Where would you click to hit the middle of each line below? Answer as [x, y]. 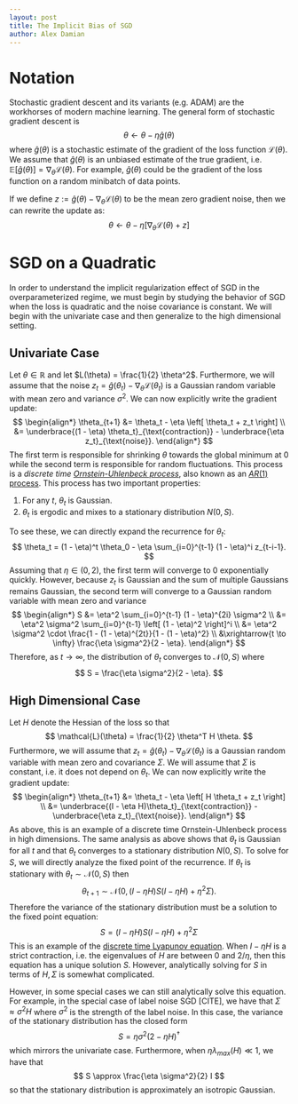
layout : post [33, 17]
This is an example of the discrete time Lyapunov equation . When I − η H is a [148, 946]
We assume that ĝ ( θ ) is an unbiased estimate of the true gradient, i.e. [136, 160]
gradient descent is [44, 122]
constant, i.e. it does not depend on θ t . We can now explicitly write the [137, 772]
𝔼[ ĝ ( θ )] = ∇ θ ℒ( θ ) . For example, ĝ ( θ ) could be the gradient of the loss [136, 171]
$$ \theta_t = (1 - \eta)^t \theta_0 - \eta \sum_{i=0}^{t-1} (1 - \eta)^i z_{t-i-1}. [149, 547]
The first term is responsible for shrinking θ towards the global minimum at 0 [149, 455]
